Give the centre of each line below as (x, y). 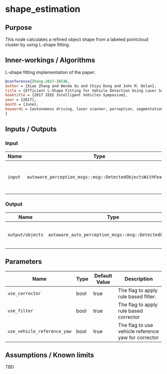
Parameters (24, 262)
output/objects (26, 235)
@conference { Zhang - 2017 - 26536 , (38, 81)
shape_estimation (43, 9)
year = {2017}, (21, 100)
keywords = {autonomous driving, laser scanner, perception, (70, 109)
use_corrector (24, 293)
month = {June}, (22, 105)
